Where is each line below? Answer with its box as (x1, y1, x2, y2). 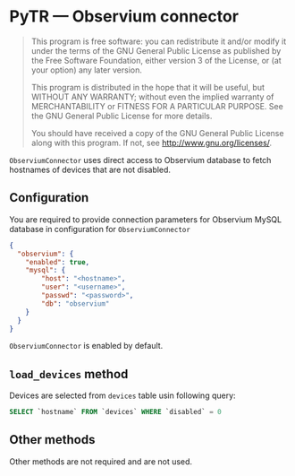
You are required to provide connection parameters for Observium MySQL (9, 213, 282, 225)
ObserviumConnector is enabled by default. (9, 341, 164, 351)
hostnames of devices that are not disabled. (9, 164, 172, 175)
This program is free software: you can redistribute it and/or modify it (30, 36, 287, 47)
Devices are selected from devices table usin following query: (9, 390, 236, 401)
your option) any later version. (30, 65, 143, 75)
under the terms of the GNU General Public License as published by (30, 45, 282, 56)
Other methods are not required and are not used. (9, 455, 193, 467)
